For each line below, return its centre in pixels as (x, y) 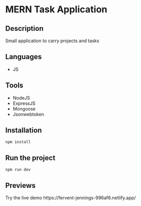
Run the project (30, 158)
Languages (24, 57)
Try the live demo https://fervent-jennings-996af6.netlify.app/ (70, 198)
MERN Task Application (56, 10)
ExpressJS (24, 103)
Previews (21, 185)
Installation (24, 130)
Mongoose (24, 108)
